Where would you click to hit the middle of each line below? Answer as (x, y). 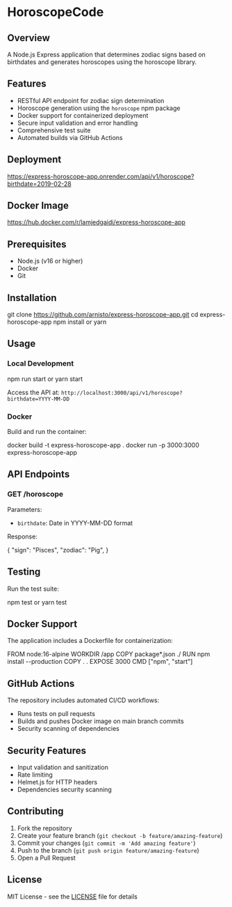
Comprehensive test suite (54, 130)
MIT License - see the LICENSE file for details (72, 897)
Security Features (47, 751)
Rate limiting (35, 775)
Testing (24, 572)
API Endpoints (39, 474)
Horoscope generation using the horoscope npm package (99, 108)
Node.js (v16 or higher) (50, 261)
